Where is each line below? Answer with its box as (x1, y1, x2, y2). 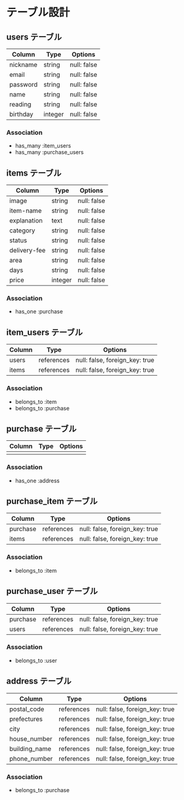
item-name (9, 207, 42, 215)
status (9, 236, 27, 245)
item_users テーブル (6, 327, 83, 337)
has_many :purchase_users (15, 149, 84, 156)
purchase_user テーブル (6, 586, 98, 596)
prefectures (9, 715, 43, 723)
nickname (9, 60, 38, 69)
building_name (9, 745, 52, 753)
